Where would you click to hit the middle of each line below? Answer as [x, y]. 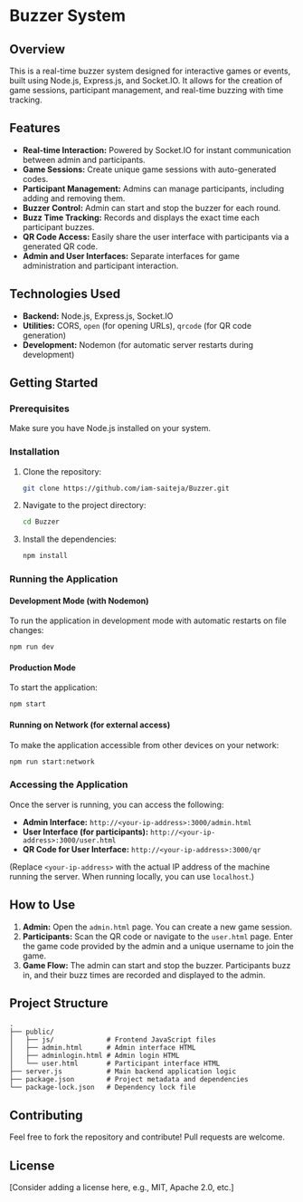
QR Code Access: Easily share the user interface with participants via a [156, 236]
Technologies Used [65, 294]
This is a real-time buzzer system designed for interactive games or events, [150, 71]
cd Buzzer [41, 522]
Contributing [46, 1115]
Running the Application [64, 579]
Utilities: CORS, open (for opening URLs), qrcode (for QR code [137, 325]
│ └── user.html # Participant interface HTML [115, 1064]
